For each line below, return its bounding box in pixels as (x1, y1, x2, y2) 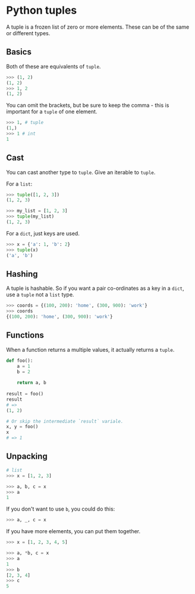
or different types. (6, 29, 51, 36)
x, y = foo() (6, 424, 39, 430)
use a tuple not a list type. (6, 291, 74, 298)
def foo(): (6, 357, 33, 364)
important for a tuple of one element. (6, 108, 97, 115)
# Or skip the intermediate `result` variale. (6, 418, 124, 424)
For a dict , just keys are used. (6, 230, 80, 237)
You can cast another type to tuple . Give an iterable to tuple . (6, 168, 156, 176)
